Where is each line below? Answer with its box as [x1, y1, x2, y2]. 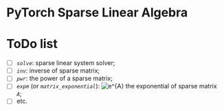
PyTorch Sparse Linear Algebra [6, 5, 188, 21]
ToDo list [6, 36, 58, 52]
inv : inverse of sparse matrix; [16, 66, 100, 75]
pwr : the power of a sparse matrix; [16, 74, 113, 83]
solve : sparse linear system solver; [16, 59, 115, 67]
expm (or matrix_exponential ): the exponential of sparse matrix [16, 82, 217, 90]
